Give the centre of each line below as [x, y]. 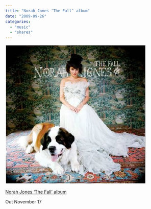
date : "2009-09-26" [26, 16]
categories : [18, 21]
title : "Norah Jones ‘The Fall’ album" [48, 11]
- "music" [20, 27]
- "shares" [21, 32]
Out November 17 [23, 202]
